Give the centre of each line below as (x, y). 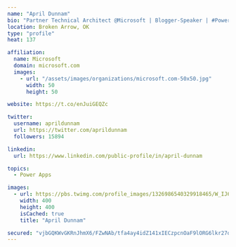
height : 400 (37, 207)
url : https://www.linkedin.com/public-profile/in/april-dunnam (108, 156)
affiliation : (26, 53)
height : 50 (42, 92)
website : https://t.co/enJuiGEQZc (58, 105)
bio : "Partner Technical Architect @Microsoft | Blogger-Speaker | (108, 20)
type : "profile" (31, 33)
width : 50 (40, 85)
